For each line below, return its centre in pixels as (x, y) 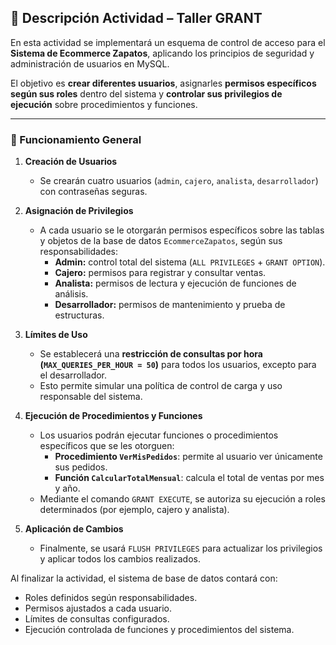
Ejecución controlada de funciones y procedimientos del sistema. (159, 630)
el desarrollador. (73, 375)
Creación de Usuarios (71, 162)
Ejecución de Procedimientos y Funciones (113, 416)
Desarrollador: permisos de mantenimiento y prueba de (170, 305)
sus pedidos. (81, 467)
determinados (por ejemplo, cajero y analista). (134, 510)
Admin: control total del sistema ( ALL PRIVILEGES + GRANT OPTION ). (190, 262)
